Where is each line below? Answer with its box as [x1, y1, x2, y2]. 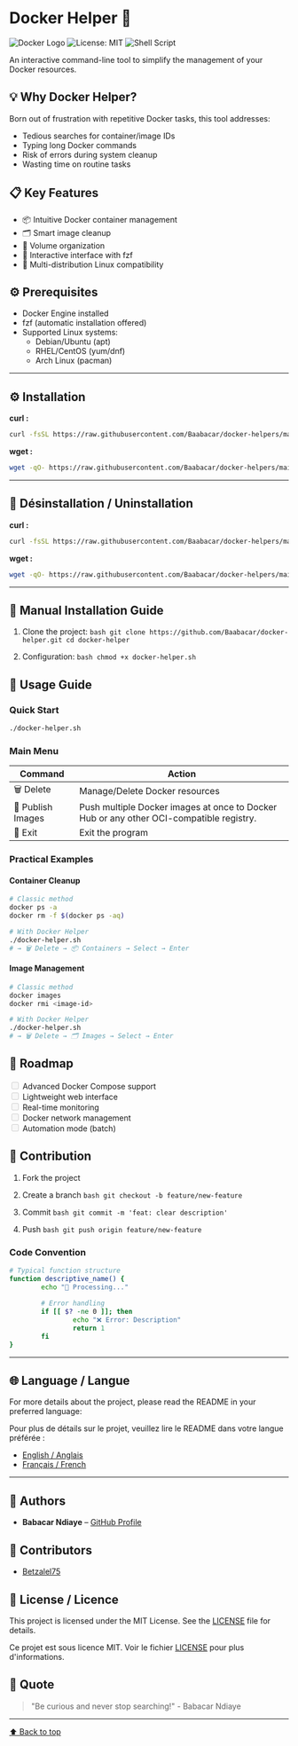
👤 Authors [9, 1493, 67, 1508]
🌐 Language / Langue [9, 1373, 130, 1388]
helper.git [21, 636, 63, 645]
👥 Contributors [9, 1543, 93, 1558]
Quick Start [9, 704, 59, 716]
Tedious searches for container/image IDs [21, 130, 176, 141]
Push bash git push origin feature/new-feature [21, 1223, 202, 1234]
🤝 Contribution [9, 1149, 91, 1164]
